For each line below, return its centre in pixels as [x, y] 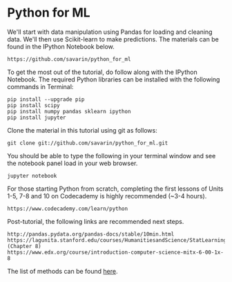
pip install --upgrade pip [46, 99]
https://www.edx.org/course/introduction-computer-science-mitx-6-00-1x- [116, 252]
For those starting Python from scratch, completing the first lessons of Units [115, 189]
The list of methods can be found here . [62, 271]
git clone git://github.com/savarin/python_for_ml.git [88, 143]
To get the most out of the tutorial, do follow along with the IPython [103, 72]
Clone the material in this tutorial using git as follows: [82, 130]
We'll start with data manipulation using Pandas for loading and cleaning [110, 32]
